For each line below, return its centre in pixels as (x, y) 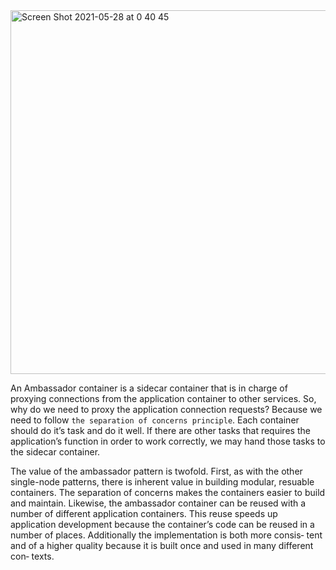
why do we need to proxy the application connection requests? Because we (166, 409)
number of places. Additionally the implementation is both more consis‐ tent (166, 535)
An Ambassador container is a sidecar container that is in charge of (149, 388)
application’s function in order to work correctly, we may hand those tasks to (168, 441)
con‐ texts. (32, 556)
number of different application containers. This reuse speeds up (144, 513)
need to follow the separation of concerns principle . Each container (155, 420)
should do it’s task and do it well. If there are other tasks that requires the (160, 430)
